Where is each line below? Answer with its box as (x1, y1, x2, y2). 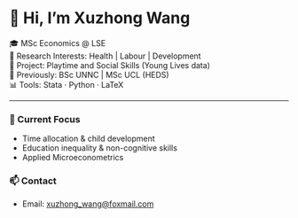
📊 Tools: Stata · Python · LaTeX (9, 79, 124, 90)
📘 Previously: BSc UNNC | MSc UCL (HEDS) (9, 69, 170, 80)
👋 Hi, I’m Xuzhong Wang (9, 8, 191, 28)
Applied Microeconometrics (21, 152, 124, 163)
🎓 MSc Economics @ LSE (9, 37, 106, 48)
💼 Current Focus (9, 113, 81, 125)
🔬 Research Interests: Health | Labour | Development (9, 51, 201, 61)
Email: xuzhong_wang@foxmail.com (21, 199, 154, 209)
